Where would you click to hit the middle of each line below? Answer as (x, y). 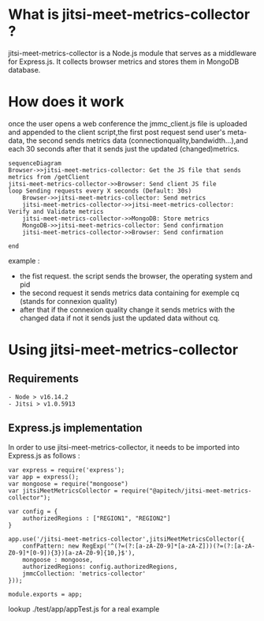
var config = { (33, 511)
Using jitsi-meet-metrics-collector (123, 350)
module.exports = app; (45, 594)
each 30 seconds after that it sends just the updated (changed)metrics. (124, 148)
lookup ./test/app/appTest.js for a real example (84, 608)
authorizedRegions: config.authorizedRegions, (100, 567)
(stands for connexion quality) (69, 301)
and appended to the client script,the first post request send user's (117, 132)
